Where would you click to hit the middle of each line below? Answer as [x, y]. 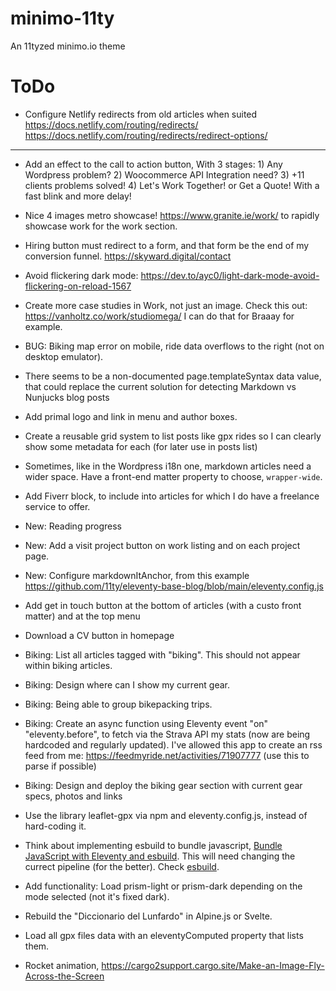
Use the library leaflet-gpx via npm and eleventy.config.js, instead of [166, 815]
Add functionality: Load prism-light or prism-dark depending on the [163, 886]
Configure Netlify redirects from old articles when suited [141, 114]
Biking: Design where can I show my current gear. [127, 684]
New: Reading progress [73, 526]
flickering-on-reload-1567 [78, 286]
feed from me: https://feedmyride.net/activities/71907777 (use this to [167, 755]
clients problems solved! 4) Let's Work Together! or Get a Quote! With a [172, 185]
